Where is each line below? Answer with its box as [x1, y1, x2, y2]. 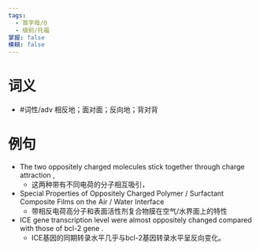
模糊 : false [8, 41, 45, 49]
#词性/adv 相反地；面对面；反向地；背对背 [19, 105, 159, 114]
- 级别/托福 [15, 26, 50, 34]
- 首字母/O [15, 19, 47, 27]
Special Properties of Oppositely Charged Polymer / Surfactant [19, 188, 225, 198]
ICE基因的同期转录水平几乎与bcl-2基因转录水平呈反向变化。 [31, 233, 226, 242]
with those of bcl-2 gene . [19, 224, 104, 233]
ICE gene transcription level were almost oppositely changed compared [19, 215, 252, 225]
